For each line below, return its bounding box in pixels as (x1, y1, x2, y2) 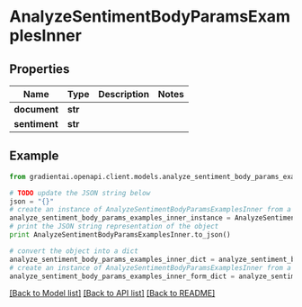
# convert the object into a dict (9, 246, 139, 256)
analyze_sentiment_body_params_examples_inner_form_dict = (9, 272, 235, 281)
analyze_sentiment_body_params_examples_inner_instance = (9, 213, 231, 222)
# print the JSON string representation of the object (9, 222, 219, 231)
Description (98, 88, 150, 100)
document (13, 104, 59, 115)
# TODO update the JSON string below (9, 188, 151, 197)
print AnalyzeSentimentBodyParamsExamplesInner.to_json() (9, 230, 231, 239)
